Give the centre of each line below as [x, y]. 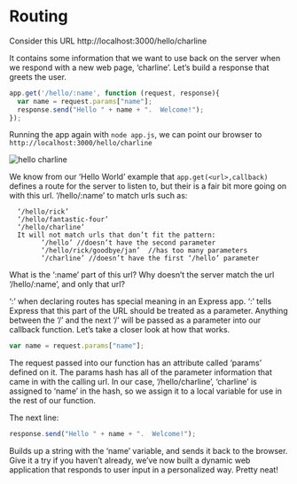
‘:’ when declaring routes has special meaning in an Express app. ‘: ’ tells [141, 301]
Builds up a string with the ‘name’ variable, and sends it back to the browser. [148, 451]
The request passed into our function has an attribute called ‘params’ [136, 363]
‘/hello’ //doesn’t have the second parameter [129, 243]
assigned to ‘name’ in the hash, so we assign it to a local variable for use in [145, 391]
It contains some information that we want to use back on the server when [145, 58]
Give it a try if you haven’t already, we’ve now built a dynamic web [130, 461]
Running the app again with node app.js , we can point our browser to [136, 135]
